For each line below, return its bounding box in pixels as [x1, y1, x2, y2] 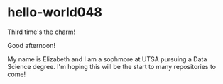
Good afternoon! [7, 41, 55, 49]
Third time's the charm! [7, 28, 76, 36]
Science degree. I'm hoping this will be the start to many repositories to [7, 62, 217, 71]
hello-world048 [7, 4, 103, 20]
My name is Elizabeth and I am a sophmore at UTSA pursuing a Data [7, 54, 207, 64]
